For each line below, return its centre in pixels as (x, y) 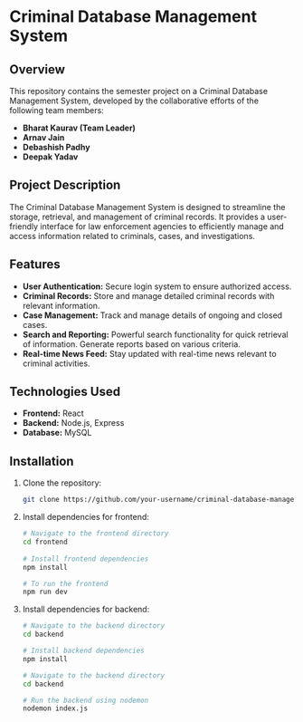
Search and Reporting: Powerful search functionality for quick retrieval (155, 334)
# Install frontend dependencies (85, 559)
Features (35, 265)
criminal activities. (56, 363)
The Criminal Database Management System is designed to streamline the (147, 207)
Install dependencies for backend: (86, 610)
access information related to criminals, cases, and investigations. (133, 236)
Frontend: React (53, 413)
